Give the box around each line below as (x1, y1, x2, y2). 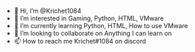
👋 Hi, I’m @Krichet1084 (13, 7, 81, 15)
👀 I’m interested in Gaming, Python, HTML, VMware (13, 14, 164, 22)
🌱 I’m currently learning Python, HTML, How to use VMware (13, 22, 189, 30)
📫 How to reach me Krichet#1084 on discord (13, 37, 146, 45)
